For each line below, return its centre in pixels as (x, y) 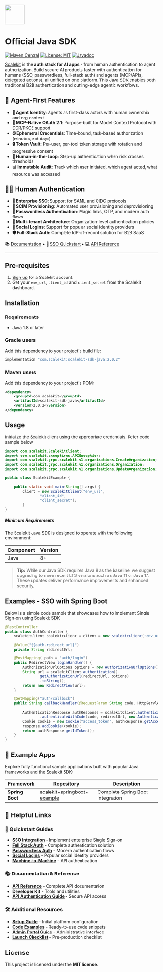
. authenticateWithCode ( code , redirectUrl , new (88, 717)
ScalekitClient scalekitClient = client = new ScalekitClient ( (79, 636)
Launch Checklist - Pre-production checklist (57, 937)
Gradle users (21, 340)
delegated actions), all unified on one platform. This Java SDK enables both (81, 80)
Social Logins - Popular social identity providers (60, 855)
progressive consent (33, 151)
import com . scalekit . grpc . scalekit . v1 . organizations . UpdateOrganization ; (81, 469)
